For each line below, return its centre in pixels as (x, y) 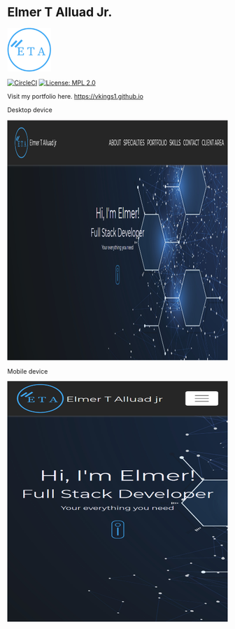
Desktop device (30, 110)
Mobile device (28, 371)
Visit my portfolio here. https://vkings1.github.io (75, 96)
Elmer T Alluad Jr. (60, 12)
